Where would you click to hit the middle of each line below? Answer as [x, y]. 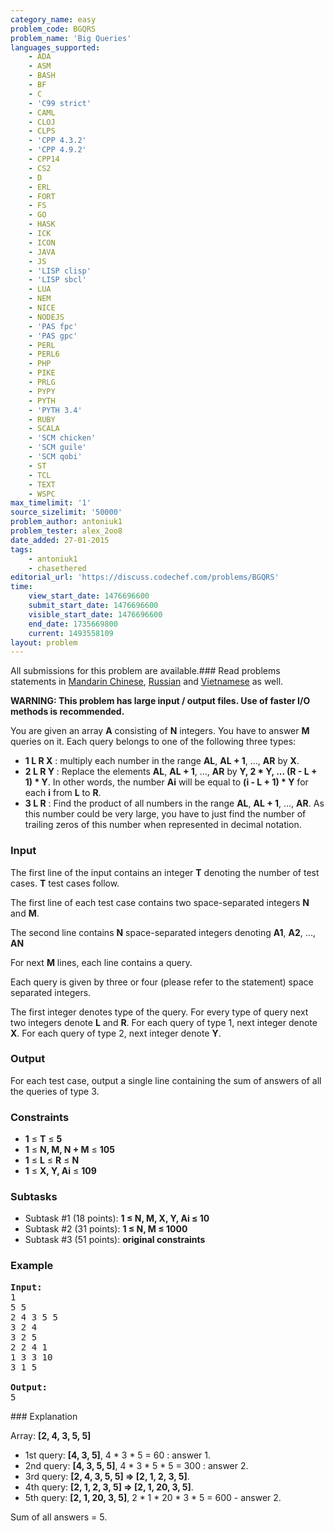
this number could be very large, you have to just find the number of [165, 814]
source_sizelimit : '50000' [66, 512]
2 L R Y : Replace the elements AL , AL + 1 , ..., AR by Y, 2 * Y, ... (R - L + [171, 772]
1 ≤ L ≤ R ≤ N [52, 1160]
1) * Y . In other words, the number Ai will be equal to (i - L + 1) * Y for [166, 782]
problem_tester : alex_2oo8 [66, 531]
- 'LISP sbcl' [57, 280]
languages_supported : [55, 47]
